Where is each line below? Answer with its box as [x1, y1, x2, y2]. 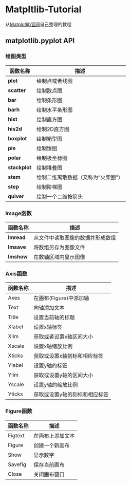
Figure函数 [5, 407, 32, 415]
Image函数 [5, 210, 32, 217]
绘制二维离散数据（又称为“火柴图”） [36, 174, 124, 181]
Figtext [8, 432, 25, 439]
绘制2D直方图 [36, 125, 69, 133]
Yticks [8, 390, 23, 398]
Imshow [8, 253, 28, 260]
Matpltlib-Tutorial [5, 4, 82, 15]
